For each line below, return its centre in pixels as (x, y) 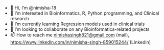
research (19, 18)
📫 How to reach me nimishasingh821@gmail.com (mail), (69, 35)
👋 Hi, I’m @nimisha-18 (33, 8)
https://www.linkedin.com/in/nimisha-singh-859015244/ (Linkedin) (80, 42)
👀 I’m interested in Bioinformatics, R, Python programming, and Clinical (85, 13)
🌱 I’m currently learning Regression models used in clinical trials (77, 24)
